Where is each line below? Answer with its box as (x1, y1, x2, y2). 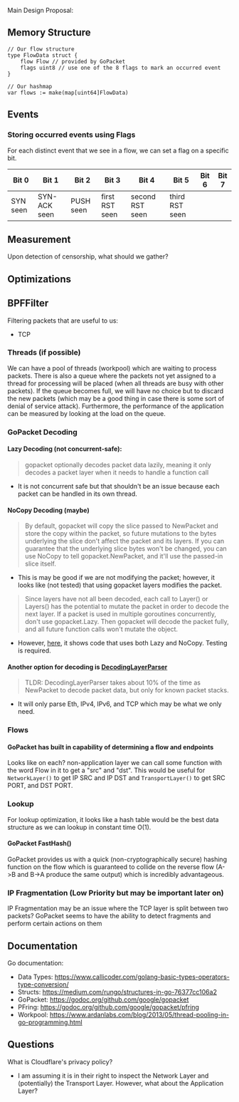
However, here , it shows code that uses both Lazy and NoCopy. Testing (17, 639, 228, 648)
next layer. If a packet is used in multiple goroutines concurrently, (24, 610, 217, 618)
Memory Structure (7, 26, 91, 38)
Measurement (7, 233, 71, 245)
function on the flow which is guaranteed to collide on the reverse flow (7, 862, 215, 871)
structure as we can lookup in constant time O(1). (7, 823, 152, 831)
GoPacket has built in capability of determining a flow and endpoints (7, 742, 214, 751)
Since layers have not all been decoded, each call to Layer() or (24, 595, 208, 603)
